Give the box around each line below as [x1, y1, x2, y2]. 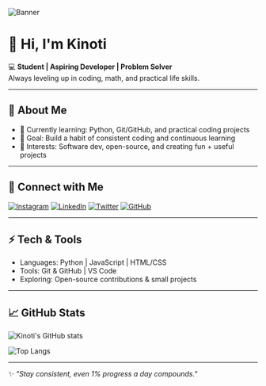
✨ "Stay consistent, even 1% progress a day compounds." [8, 369, 198, 379]
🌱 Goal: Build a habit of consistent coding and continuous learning [19, 133, 236, 143]
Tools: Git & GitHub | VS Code [19, 266, 117, 276]
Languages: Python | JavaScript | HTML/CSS [19, 258, 167, 267]
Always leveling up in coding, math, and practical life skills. [8, 73, 200, 82]
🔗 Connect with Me [8, 181, 104, 194]
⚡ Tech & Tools [8, 232, 82, 246]
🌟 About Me [8, 104, 67, 117]
